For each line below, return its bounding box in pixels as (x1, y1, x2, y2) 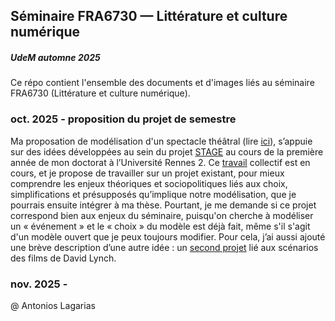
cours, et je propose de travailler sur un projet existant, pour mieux (10, 167, 285, 179)
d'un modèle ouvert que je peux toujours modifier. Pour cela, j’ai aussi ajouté (10, 230, 326, 243)
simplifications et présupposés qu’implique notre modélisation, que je (10, 188, 297, 200)
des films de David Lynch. (10, 252, 117, 264)
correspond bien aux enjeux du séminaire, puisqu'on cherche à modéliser (10, 209, 314, 221)
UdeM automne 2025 (10, 51, 101, 63)
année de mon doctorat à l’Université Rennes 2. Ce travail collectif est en (10, 156, 311, 168)
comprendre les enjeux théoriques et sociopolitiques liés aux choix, (10, 177, 288, 189)
